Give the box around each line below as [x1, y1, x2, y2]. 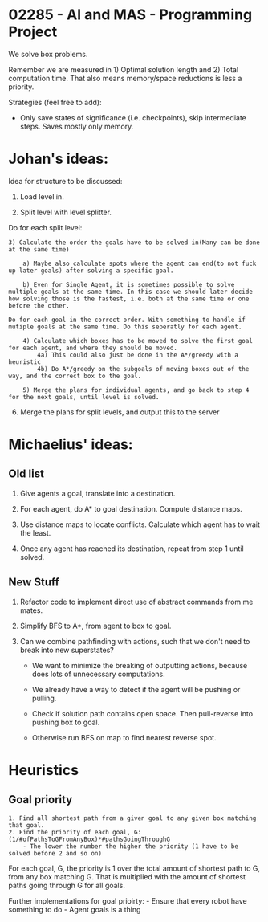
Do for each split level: [8, 222, 83, 232]
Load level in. [19, 191, 64, 202]
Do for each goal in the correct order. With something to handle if [8, 316, 246, 324]
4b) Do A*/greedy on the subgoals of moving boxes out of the [37, 365, 250, 373]
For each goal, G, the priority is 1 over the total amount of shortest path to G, [8, 863, 261, 873]
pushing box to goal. [31, 717, 100, 727]
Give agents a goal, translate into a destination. [19, 488, 176, 498]
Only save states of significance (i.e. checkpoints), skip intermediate [19, 112, 246, 122]
